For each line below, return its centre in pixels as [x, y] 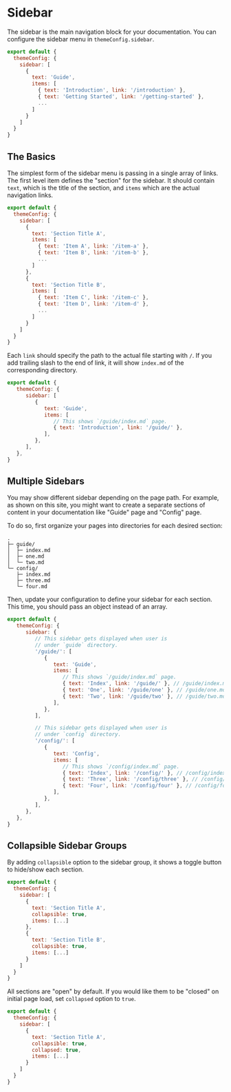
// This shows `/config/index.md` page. [121, 767]
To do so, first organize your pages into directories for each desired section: [115, 526]
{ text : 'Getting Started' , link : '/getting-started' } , [121, 97]
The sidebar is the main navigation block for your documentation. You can [112, 32]
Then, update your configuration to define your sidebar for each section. [110, 599]
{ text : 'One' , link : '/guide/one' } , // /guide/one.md [144, 690]
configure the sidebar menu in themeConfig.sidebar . [81, 39]
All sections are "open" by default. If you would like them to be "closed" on [113, 991]
